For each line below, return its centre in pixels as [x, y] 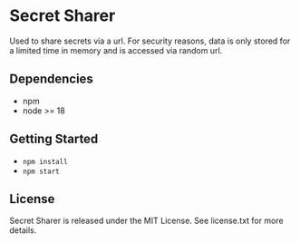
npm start [41, 171]
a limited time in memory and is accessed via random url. [116, 50]
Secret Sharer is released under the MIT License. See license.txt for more [146, 221]
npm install [45, 161]
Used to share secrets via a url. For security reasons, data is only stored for [150, 41]
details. [23, 230]
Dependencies [51, 79]
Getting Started [54, 139]
